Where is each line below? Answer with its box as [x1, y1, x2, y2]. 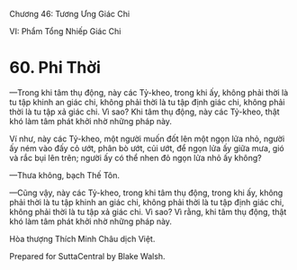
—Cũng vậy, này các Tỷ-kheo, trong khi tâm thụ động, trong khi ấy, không [9, 187, 283, 198]
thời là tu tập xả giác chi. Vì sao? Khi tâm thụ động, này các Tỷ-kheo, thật [9, 106, 281, 117]
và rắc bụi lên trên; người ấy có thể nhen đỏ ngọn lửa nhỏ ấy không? [9, 152, 263, 163]
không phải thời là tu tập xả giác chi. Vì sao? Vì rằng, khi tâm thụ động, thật [9, 206, 287, 217]
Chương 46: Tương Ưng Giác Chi [9, 9, 130, 19]
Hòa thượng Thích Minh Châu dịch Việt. [9, 233, 156, 244]
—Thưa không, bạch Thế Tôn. [9, 169, 120, 180]
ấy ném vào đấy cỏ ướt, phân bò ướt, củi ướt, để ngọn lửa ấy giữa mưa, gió [9, 142, 285, 153]
